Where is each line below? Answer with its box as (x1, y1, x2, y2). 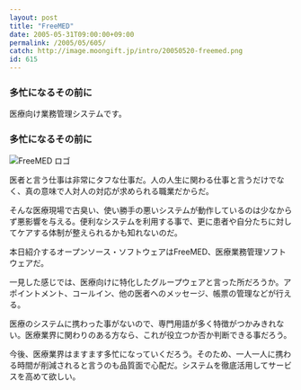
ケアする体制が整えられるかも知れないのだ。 (16, 226, 182, 238)
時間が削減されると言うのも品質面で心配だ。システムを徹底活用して (16, 359, 269, 370)
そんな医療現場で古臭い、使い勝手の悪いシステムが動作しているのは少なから (9, 204, 293, 216)
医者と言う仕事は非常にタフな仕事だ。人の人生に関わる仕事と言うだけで (9, 174, 277, 185)
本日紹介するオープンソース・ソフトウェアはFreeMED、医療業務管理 (9, 246, 263, 257)
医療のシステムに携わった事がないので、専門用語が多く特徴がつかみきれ (9, 318, 277, 329)
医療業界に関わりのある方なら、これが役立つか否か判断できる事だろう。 (24, 329, 292, 340)
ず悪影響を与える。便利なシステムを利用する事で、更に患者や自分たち (9, 216, 269, 226)
